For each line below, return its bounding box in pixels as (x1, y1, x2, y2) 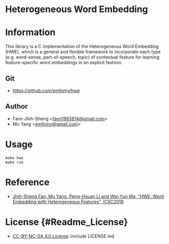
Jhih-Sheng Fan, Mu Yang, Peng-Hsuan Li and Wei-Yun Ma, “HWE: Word (12, 193, 164, 199)
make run (5, 160, 24, 165)
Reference (5, 176, 49, 188)
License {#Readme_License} (5, 216, 128, 228)
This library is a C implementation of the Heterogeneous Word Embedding (5, 43, 159, 50)
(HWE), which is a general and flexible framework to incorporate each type (5, 49, 161, 55)
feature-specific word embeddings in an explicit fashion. (5, 60, 123, 66)
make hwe (5, 155, 24, 160)
